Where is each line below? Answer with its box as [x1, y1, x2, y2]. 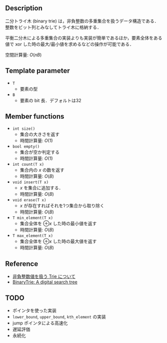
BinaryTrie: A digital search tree [12, 279, 77, 285]
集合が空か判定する [19, 149, 60, 155]
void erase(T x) [12, 198, 46, 203]
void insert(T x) [12, 180, 49, 185]
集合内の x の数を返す [19, 167, 65, 173]
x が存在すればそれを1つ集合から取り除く [19, 203, 104, 209]
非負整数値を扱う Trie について [12, 273, 76, 279]
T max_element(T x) [12, 233, 53, 238]
